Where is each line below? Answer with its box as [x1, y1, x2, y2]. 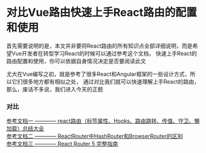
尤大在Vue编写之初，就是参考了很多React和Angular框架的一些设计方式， [6, 70, 190, 77]
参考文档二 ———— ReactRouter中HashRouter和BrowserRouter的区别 [6, 132, 183, 140]
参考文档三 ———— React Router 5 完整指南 [6, 140, 118, 148]
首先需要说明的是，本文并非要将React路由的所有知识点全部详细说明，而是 [6, 42, 193, 49]
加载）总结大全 [6, 125, 44, 132]
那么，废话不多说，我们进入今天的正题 [6, 85, 103, 93]
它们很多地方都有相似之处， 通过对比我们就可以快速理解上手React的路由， [11, 77, 200, 85]
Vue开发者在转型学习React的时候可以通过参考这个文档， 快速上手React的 [11, 49, 197, 57]
